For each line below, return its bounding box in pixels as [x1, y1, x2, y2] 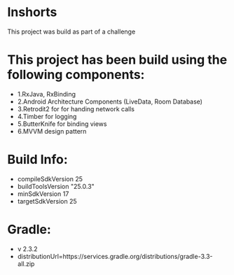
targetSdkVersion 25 [17, 197, 77, 205]
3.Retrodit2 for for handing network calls [17, 104, 135, 113]
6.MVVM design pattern [17, 127, 87, 135]
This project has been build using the [7, 52, 228, 68]
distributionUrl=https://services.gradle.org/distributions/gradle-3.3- [17, 252, 213, 260]
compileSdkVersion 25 [17, 174, 83, 183]
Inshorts [7, 4, 57, 20]
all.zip [17, 260, 35, 268]
